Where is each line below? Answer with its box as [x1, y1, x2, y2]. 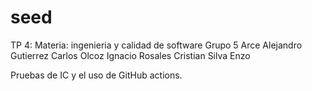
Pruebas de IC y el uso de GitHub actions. [10, 69, 183, 81]
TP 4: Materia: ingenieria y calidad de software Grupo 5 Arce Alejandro [10, 39, 303, 51]
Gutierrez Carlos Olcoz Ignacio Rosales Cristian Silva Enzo [10, 49, 251, 61]
